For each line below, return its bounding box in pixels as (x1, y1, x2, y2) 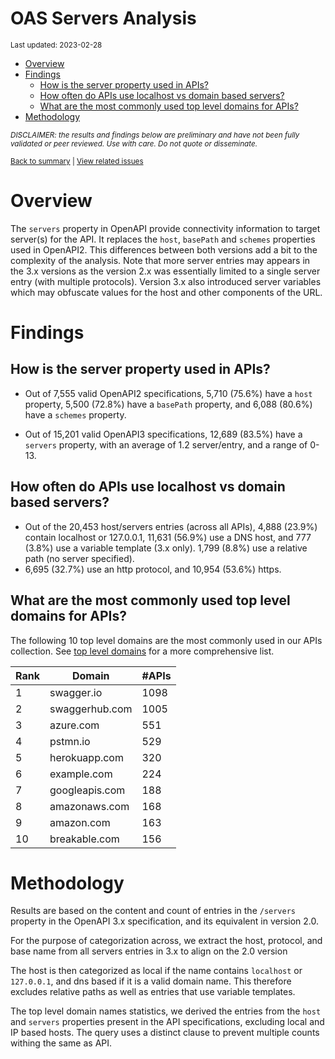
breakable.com (49, 832, 120, 846)
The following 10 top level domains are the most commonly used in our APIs (10, 634, 323, 646)
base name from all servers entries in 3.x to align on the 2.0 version (10, 945, 288, 957)
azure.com (49, 718, 100, 732)
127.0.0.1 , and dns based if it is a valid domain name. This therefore (10, 975, 292, 987)
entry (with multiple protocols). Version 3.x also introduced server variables (10, 275, 322, 287)
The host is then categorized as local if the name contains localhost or (10, 965, 303, 977)
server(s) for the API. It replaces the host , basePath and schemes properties (10, 233, 316, 245)
